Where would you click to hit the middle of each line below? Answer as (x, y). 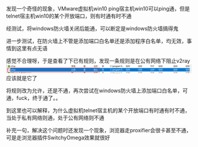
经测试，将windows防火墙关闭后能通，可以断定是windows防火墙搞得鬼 (92, 29)
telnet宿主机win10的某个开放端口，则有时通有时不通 (69, 16)
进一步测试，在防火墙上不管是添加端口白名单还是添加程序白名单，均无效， (96, 41)
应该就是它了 (22, 78)
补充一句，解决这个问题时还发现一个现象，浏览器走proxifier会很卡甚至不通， (99, 130)
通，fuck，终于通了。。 (34, 98)
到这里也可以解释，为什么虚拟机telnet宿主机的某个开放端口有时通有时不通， (98, 110)
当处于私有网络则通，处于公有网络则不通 (55, 118)
